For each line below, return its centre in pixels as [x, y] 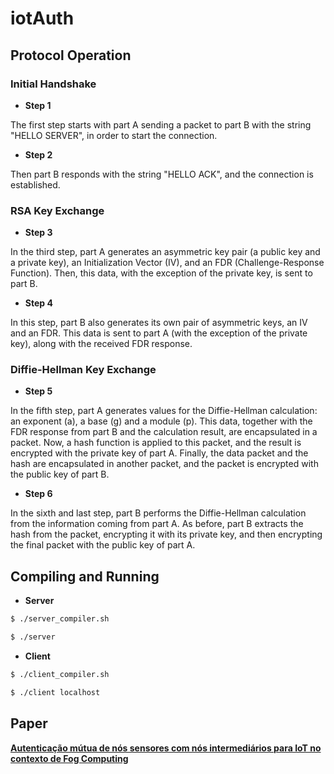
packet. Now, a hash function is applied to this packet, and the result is [156, 443]
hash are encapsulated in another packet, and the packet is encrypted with [164, 464]
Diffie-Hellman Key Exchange [83, 370]
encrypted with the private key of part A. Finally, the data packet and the [159, 453]
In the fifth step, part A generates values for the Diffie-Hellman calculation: [164, 411]
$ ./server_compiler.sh [60, 619]
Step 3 [38, 233]
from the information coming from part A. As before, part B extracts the [157, 524]
